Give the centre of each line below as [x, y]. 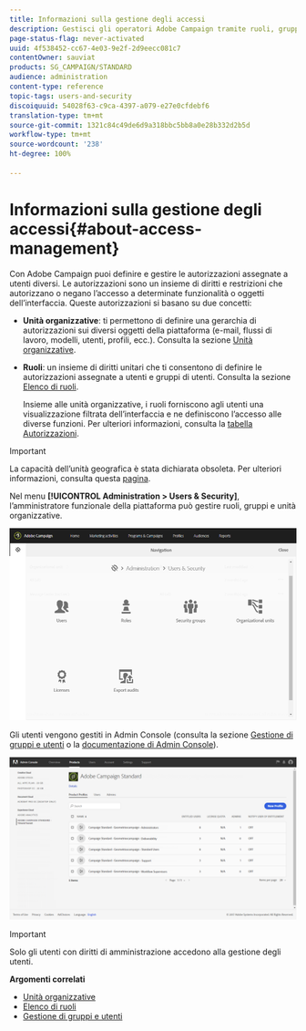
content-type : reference [56, 87]
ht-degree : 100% [40, 154]
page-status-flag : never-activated [77, 38]
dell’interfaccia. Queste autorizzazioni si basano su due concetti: [131, 303]
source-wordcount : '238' [56, 144]
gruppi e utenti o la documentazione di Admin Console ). [114, 745]
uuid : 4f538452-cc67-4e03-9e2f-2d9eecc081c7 [95, 48]
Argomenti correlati [47, 979]
